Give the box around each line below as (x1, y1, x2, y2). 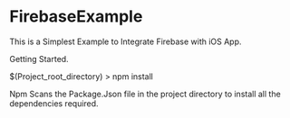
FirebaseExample (9, 6, 143, 27)
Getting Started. (9, 53, 70, 64)
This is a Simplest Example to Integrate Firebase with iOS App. (9, 36, 242, 47)
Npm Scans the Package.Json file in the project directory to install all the (9, 88, 281, 99)
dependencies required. (9, 97, 99, 109)
